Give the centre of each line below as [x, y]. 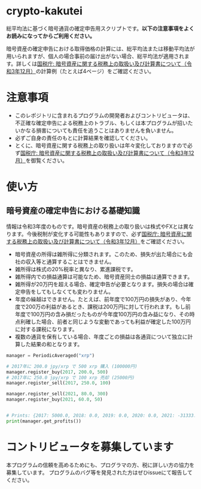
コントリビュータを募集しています [90, 447]
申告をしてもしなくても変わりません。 [67, 292]
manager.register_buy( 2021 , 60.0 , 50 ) [54, 400]
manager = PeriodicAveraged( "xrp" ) [51, 355]
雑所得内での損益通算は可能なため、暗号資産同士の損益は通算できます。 [104, 277]
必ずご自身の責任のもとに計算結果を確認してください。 [83, 138]
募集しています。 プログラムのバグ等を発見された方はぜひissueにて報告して [99, 472]
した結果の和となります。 [51, 344]
